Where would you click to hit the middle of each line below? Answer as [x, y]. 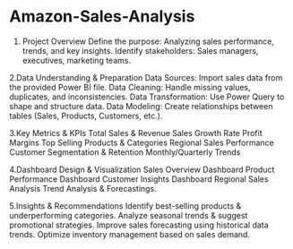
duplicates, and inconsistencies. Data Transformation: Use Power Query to [147, 97]
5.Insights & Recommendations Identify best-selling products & [125, 206]
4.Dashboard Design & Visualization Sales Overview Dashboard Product [142, 169]
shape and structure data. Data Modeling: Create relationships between [141, 106]
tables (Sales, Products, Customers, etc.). [86, 116]
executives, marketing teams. [77, 60]
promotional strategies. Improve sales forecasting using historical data [139, 225]
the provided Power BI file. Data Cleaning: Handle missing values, [130, 87]
